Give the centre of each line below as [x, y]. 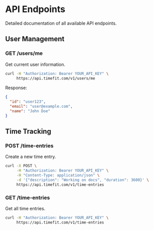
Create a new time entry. [31, 157]
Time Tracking [28, 132]
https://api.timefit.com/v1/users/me [56, 78]
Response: [16, 88]
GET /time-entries [28, 197]
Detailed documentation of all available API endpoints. [61, 23]
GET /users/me [24, 53]
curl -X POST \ [21, 166]
